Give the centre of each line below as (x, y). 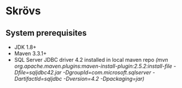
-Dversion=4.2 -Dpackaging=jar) (104, 79)
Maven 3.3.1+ (30, 54)
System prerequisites (46, 33)
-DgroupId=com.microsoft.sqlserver (107, 72)
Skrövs (23, 11)
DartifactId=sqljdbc (38, 79)
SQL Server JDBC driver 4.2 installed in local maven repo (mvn (91, 60)
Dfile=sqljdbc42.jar (38, 72)
